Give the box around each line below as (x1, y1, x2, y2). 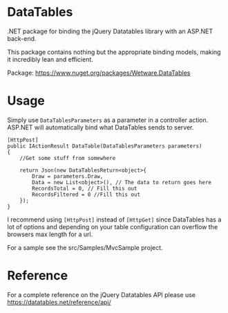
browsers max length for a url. (7, 230, 93, 238)
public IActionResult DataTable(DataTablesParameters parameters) (7, 143, 202, 150)
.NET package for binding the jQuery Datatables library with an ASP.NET (7, 27, 213, 35)
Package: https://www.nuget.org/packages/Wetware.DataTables (7, 69, 191, 77)
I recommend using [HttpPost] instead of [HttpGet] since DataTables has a (7, 215, 222, 224)
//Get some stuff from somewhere (19, 154, 116, 161)
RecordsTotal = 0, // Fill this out (32, 185, 137, 192)
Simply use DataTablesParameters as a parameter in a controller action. (7, 116, 209, 124)
